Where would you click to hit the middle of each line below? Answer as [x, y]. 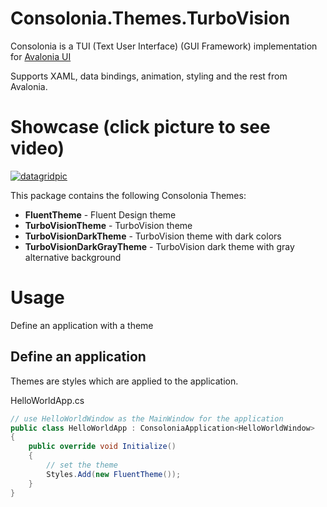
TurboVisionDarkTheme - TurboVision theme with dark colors [153, 236]
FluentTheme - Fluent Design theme [100, 214]
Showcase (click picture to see [140, 127]
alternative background [73, 257]
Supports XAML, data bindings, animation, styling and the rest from [149, 76]
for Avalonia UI [41, 56]
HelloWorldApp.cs [47, 400]
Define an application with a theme [82, 325]
